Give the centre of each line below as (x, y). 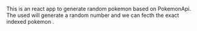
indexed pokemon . (30, 22)
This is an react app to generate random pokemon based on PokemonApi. (99, 9)
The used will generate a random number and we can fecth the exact (93, 15)
